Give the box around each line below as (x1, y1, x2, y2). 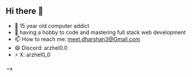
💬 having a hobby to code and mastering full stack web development (14, 28, 186, 36)
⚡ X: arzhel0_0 (14, 51, 51, 58)
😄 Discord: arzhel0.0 (14, 44, 68, 52)
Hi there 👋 (5, 6, 44, 16)
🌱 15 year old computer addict (14, 22, 90, 29)
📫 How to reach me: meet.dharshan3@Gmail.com (14, 35, 141, 42)
